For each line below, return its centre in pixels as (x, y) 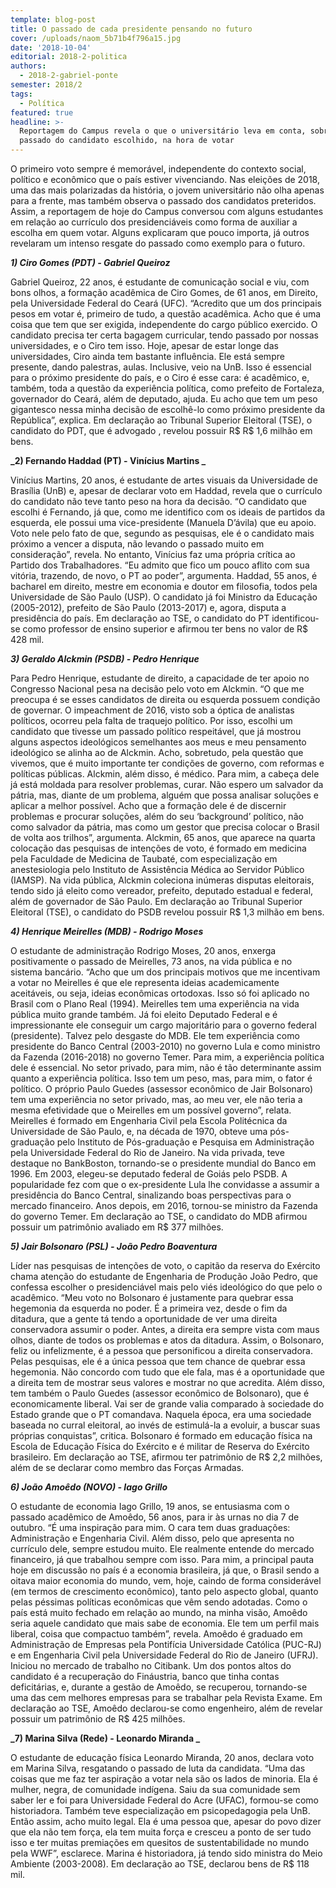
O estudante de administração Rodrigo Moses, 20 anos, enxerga (143, 950)
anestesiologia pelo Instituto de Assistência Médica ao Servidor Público (157, 869)
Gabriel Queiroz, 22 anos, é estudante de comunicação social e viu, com (160, 282)
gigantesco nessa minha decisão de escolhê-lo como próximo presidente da (168, 409)
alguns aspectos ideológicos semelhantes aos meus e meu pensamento (158, 742)
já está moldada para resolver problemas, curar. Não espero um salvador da (167, 784)
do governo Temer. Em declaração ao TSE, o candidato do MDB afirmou (159, 1216)
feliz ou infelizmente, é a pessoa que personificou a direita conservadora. (161, 1350)
